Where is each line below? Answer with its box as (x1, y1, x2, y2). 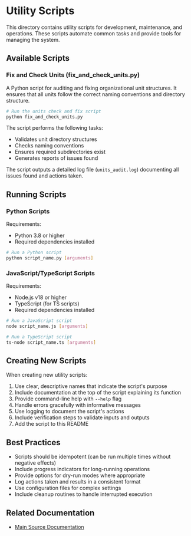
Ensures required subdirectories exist (14, 149, 106, 156)
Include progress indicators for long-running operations (14, 466, 150, 473)
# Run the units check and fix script (6, 108, 101, 114)
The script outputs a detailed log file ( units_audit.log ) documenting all (6, 166, 179, 173)
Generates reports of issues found (14, 154, 98, 162)
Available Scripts (6, 53, 70, 63)
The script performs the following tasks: (6, 124, 103, 131)
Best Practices (6, 438, 61, 448)
